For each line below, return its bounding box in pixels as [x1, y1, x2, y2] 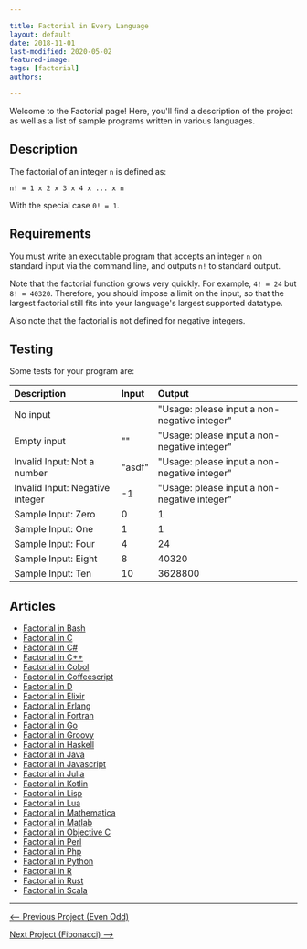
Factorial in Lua [22, 797, 81, 809]
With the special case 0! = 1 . [9, 199, 121, 210]
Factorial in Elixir [22, 691, 85, 702]
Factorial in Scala [22, 885, 89, 896]
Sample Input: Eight [14, 552, 98, 565]
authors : [9, 72, 43, 82]
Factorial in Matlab [22, 817, 93, 828]
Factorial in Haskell [22, 740, 94, 751]
